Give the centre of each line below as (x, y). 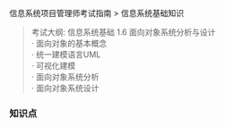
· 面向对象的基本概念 (69, 43)
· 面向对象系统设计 (65, 88)
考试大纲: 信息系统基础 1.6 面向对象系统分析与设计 (123, 32)
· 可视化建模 (53, 66)
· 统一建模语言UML (66, 55)
